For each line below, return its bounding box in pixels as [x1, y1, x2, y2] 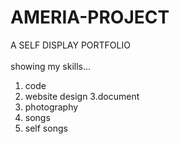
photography [24, 101, 79, 113]
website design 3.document [24, 90, 140, 102]
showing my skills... [10, 60, 92, 72]
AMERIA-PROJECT [10, 6, 170, 29]
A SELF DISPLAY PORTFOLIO [10, 39, 131, 51]
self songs [24, 122, 68, 134]
